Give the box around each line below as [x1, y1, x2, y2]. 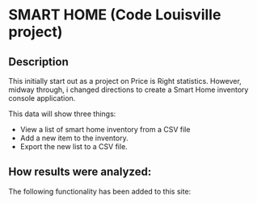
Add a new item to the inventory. [19, 133, 128, 143]
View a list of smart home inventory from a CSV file [19, 125, 191, 134]
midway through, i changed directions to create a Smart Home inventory [8, 85, 249, 94]
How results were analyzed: [8, 165, 152, 179]
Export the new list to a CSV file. [19, 142, 128, 151]
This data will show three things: [8, 109, 116, 119]
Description [8, 55, 69, 69]
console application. [8, 94, 76, 102]
